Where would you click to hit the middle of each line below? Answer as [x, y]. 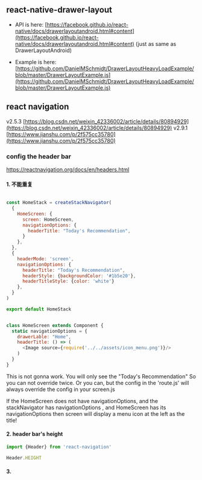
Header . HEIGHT [24, 458]
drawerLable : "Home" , [44, 337]
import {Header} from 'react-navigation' [59, 447]
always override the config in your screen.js [61, 389]
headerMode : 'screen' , [46, 259]
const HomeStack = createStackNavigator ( [59, 203]
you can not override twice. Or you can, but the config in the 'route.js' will [98, 383]
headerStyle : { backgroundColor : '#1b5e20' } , [79, 276]
